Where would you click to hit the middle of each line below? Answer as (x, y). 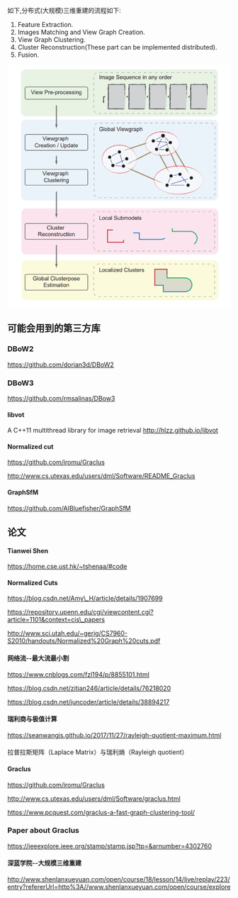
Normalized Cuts (33, 582)
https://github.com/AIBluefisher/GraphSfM (69, 508)
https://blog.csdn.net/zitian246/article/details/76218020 (89, 688)
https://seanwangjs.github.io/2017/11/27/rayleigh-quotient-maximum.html (114, 735)
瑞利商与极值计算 (32, 719)
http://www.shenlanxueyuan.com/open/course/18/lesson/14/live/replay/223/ (119, 880)
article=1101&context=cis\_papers (56, 620)
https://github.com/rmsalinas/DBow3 (61, 398)
